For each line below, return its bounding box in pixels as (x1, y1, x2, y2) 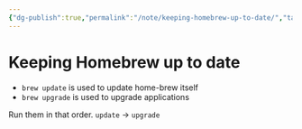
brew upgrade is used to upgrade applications (21, 91, 190, 102)
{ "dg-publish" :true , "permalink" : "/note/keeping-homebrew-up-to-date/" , (8, 13, 283, 23)
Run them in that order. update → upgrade (8, 109, 160, 120)
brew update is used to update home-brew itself (21, 82, 199, 93)
